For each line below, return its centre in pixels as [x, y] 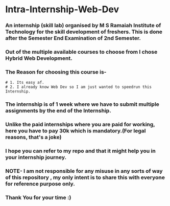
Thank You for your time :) [38, 197]
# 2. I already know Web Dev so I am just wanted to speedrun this [79, 87]
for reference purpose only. [40, 184]
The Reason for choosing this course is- [56, 72]
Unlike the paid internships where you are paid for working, [80, 125]
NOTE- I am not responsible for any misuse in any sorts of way [84, 171]
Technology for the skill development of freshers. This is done [84, 32]
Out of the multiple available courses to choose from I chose [81, 52]
